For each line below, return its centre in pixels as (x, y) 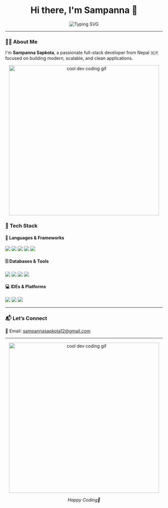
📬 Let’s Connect (26, 318)
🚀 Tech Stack (21, 226)
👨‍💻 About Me (21, 42)
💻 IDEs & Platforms (26, 287)
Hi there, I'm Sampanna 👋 (84, 10)
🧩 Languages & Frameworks (35, 238)
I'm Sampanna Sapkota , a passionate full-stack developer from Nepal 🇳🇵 (82, 53)
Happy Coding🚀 (84, 500)
